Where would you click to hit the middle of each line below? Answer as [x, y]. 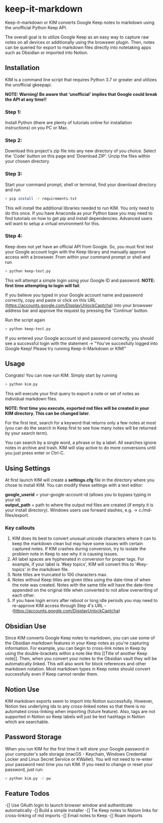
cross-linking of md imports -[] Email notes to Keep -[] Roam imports [74, 816]
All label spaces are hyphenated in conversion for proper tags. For [78, 559]
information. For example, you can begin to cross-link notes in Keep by [76, 648]
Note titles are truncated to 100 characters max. [60, 575]
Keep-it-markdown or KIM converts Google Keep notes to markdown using [80, 22]
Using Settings [28, 468]
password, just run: [24, 769]
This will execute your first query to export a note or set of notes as [72, 394]
